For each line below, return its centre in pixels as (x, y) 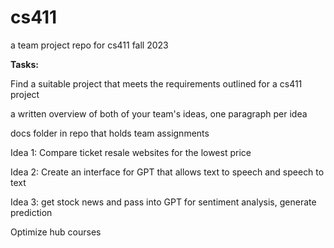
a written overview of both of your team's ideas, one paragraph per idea (159, 113)
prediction (31, 212)
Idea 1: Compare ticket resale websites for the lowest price (131, 152)
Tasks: (24, 64)
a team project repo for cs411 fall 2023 (89, 45)
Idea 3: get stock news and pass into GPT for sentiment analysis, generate (163, 202)
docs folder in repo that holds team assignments (110, 133)
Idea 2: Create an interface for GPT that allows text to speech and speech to (167, 172)
